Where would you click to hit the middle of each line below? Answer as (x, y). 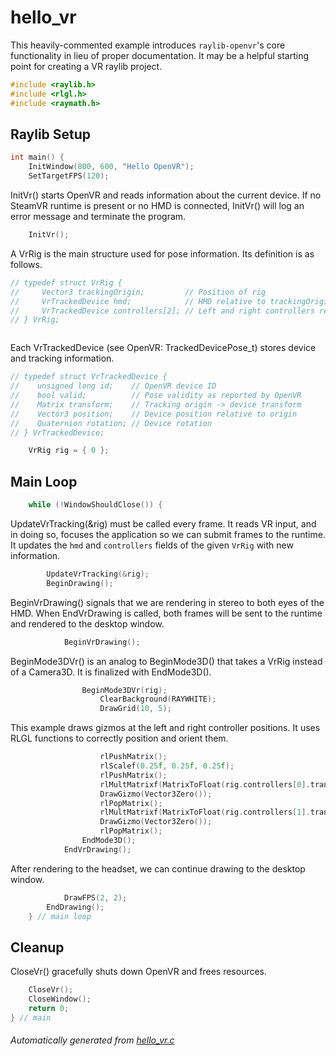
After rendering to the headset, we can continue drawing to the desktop (158, 868)
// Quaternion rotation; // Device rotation (111, 423)
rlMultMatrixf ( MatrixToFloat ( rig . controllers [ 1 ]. (205, 812)
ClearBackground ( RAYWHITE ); (158, 699)
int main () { (37, 157)
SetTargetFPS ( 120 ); (69, 176)
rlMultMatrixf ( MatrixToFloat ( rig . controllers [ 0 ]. (205, 784)
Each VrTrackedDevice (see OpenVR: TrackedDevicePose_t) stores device (163, 348)
